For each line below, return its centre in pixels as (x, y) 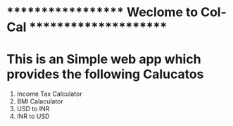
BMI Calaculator (40, 101)
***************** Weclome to (102, 12)
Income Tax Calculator (49, 94)
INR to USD (33, 116)
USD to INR (33, 109)
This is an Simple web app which (104, 59)
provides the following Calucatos (105, 74)
